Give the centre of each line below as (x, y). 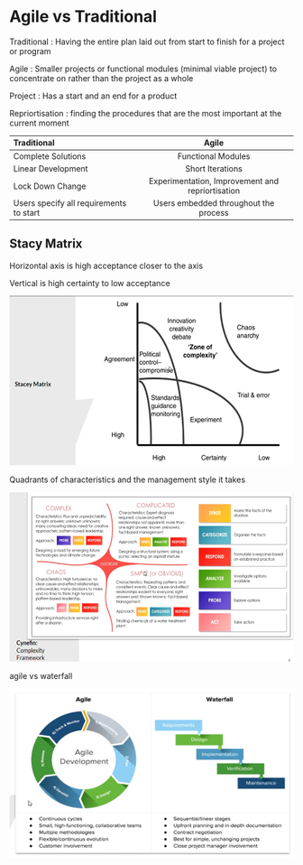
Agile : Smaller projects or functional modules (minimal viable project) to (143, 69)
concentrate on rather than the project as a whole (101, 78)
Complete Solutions (50, 156)
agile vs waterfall (41, 675)
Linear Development (50, 168)
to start (27, 213)
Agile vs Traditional (83, 17)
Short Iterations (214, 168)
